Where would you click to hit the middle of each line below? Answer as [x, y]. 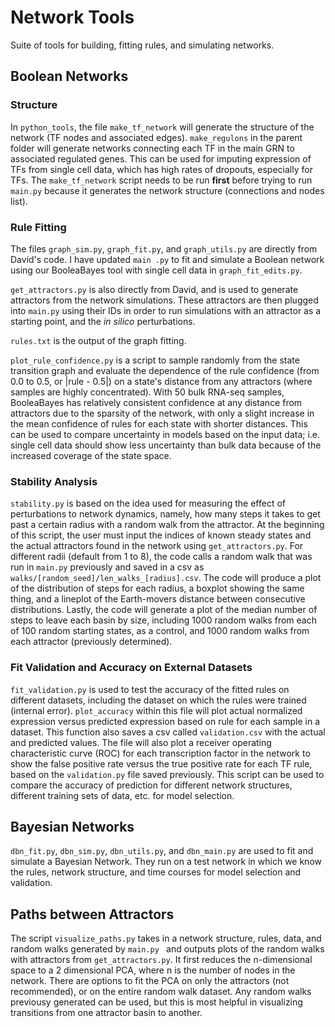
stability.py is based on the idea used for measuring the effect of [148, 503]
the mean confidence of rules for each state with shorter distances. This [159, 423]
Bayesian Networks [72, 826]
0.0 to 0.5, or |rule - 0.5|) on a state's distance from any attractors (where [161, 381]
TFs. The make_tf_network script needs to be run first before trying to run [161, 180]
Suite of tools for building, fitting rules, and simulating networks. [142, 45]
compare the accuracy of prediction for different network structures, [151, 785]
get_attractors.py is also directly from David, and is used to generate [154, 289]
